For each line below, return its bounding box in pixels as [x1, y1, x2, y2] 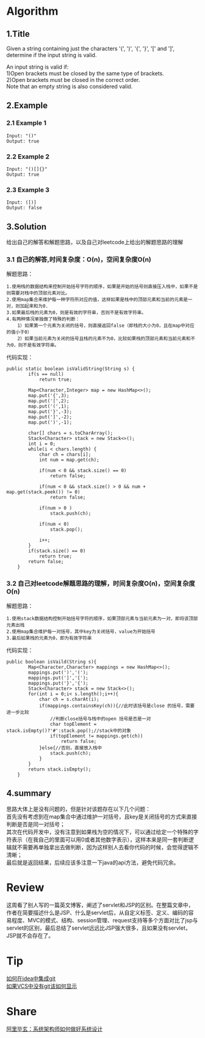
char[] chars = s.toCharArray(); [28, 430, 113, 436]
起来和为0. [24, 303, 49, 310]
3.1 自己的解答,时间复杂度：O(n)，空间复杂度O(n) [6, 255, 151, 264]
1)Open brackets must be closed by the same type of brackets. [6, 70, 165, 77]
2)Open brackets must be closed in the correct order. [6, 77, 140, 83]
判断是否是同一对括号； [6, 820, 65, 827]
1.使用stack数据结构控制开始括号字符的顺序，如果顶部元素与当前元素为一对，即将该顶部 [6, 615, 198, 622]
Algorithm [6, 4, 59, 18]
